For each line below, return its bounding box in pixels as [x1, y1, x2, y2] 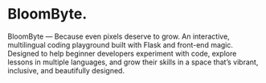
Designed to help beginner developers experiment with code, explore [7, 48, 237, 58]
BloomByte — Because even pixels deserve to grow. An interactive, [7, 31, 230, 41]
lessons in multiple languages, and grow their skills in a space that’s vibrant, [7, 57, 259, 67]
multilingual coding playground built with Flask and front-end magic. [7, 39, 234, 49]
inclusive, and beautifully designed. [7, 65, 125, 75]
